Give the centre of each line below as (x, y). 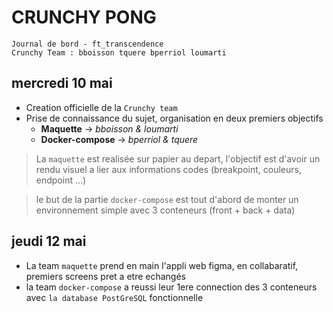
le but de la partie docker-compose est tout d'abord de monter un (167, 199)
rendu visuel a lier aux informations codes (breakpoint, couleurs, (168, 169)
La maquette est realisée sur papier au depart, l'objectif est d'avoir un (178, 158)
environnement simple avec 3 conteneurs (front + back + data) (165, 210)
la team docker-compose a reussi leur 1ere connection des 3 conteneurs (171, 287)
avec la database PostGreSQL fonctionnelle (114, 297)
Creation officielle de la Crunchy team (101, 107)
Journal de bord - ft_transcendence (87, 44)
